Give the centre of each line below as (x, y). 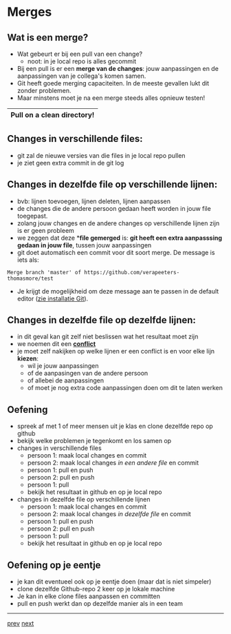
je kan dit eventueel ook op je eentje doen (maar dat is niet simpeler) (114, 582)
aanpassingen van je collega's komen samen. (81, 76)
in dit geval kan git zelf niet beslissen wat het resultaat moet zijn (108, 337)
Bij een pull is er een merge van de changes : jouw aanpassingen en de (118, 69)
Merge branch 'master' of (44, 272)
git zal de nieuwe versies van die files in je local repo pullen (101, 155)
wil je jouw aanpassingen (63, 366)
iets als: (28, 260)
